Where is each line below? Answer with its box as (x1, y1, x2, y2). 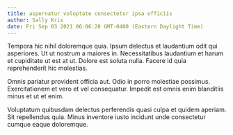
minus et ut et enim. (7, 92, 64, 100)
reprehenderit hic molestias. (7, 64, 88, 73)
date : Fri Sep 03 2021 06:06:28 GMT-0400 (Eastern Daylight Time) (7, 23, 204, 30)
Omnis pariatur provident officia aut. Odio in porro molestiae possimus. (7, 78, 211, 86)
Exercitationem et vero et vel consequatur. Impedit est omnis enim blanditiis (7, 84, 224, 93)
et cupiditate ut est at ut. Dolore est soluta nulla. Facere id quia (7, 57, 186, 65)
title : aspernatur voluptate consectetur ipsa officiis (7, 10, 172, 17)
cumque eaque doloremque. (7, 120, 88, 129)
